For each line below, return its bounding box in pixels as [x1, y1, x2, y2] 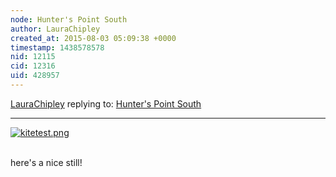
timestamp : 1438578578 [10, 42, 105, 53]
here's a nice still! [10, 156, 83, 168]
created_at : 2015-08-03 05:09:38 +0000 [10, 33, 177, 43]
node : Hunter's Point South [10, 14, 128, 25]
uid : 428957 [10, 71, 60, 81]
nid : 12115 [10, 52, 56, 62]
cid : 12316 [10, 61, 56, 71]
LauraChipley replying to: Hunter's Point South [10, 97, 202, 110]
